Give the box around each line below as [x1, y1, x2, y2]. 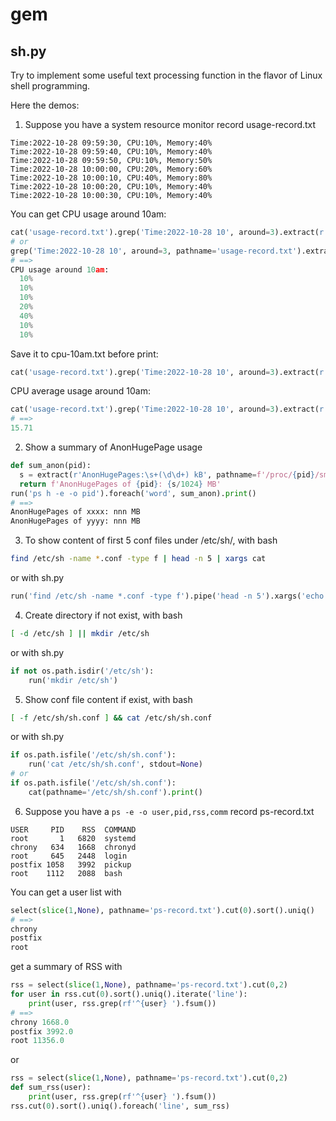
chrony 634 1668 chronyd [10, 842, 137, 852]
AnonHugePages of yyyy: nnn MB [10, 516, 141, 527]
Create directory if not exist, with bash [24, 609, 183, 621]
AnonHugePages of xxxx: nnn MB [10, 507, 141, 517]
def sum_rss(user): [10, 1083, 92, 1093]
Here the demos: [10, 99, 80, 111]
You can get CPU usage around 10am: [10, 208, 167, 220]
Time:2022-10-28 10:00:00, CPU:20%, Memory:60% [10, 164, 213, 174]
